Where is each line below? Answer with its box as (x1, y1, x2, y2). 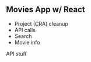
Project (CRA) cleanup (14, 20, 68, 27)
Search (14, 32, 32, 40)
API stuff (6, 50, 27, 57)
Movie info (14, 39, 40, 46)
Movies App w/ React (6, 5, 86, 15)
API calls (14, 26, 36, 33)
